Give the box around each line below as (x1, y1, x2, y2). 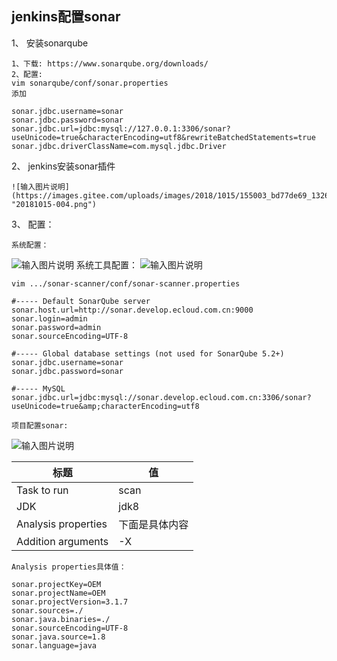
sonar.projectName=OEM (11, 588, 106, 598)
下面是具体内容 (118, 517, 189, 531)
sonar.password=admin (11, 322, 102, 332)
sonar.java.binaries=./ (11, 614, 111, 624)
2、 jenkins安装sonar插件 (11, 160, 116, 172)
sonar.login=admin (11, 313, 88, 324)
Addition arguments (16, 534, 109, 548)
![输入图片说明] (11, 182, 70, 192)
